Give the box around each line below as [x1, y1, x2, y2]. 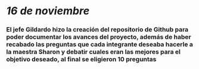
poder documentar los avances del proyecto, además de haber [6, 33, 192, 41]
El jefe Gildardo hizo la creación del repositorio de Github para [6, 26, 189, 34]
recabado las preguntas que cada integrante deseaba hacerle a [6, 40, 194, 49]
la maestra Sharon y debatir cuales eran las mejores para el [6, 48, 181, 56]
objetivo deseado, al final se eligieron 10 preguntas [6, 55, 157, 64]
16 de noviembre [6, 4, 90, 18]
